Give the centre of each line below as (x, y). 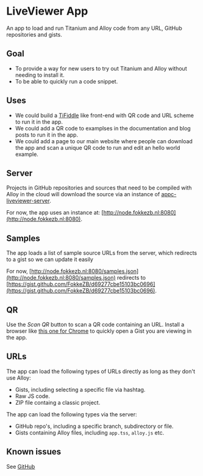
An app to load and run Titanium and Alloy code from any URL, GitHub (94, 28)
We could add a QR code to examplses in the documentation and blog (103, 128)
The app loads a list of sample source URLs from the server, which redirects (101, 253)
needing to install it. (40, 75)
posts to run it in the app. (46, 135)
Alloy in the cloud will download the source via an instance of (83, 194)
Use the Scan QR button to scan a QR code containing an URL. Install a (95, 325)
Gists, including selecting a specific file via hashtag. (80, 389)
